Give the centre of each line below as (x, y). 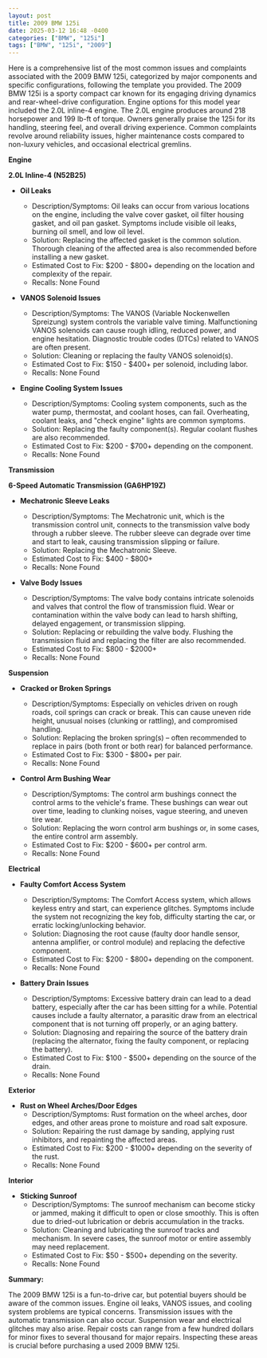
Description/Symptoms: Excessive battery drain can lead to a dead (141, 999)
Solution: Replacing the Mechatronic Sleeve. (104, 551)
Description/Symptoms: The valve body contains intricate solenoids (143, 598)
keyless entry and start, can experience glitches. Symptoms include (143, 908)
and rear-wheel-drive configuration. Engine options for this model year (124, 102)
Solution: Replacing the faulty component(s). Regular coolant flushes (145, 429)
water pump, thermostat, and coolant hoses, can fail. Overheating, (141, 413)
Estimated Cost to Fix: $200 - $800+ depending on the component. (143, 959)
